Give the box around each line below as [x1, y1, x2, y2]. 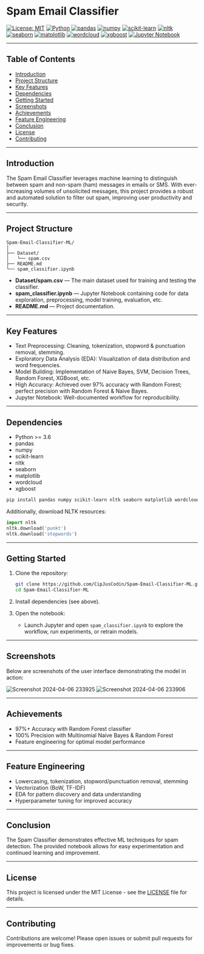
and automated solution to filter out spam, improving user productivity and [6, 193, 192, 201]
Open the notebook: [15, 610, 66, 617]
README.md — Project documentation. [15, 303, 115, 310]
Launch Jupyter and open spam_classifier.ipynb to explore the [24, 621, 183, 629]
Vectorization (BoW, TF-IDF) [15, 784, 86, 791]
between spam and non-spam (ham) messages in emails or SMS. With [6, 181, 183, 188]
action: [6, 674, 24, 681]
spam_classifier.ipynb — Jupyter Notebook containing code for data [15, 290, 189, 297]
